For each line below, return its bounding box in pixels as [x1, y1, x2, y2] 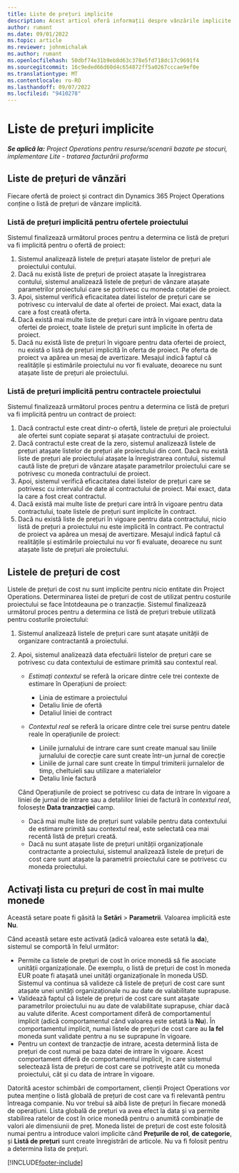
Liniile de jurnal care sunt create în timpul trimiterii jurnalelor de [39, 759, 225, 767]
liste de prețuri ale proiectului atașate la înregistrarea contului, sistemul [17, 454, 226, 463]
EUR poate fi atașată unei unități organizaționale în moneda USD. [17, 972, 208, 980]
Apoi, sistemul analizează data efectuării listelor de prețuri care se [17, 650, 212, 659]
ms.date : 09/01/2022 [7, 30, 69, 38]
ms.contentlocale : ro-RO [7, 76, 81, 84]
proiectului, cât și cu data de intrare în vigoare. [17, 1070, 155, 1079]
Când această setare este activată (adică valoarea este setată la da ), [7, 935, 209, 943]
